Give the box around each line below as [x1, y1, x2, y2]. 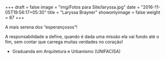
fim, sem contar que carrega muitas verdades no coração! [5, 39, 123, 45]
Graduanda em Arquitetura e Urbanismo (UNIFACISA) [12, 49, 121, 54]
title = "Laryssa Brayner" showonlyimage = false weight [47, 9, 161, 15]
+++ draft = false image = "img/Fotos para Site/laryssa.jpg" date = [5, 4, 140, 10]
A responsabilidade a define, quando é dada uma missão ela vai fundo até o [5, 34, 159, 39]
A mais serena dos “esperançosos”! [5, 24, 78, 30]
